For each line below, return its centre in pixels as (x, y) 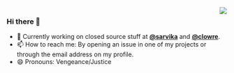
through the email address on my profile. (75, 54)
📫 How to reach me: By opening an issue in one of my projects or (111, 44)
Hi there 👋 (24, 22)
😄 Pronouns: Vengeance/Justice (64, 62)
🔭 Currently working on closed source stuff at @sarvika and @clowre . (118, 37)
